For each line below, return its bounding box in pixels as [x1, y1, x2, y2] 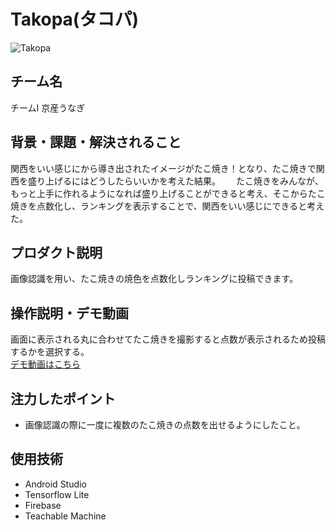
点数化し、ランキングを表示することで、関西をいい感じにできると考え [36, 200, 325, 212]
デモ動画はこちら [10, 358, 81, 370]
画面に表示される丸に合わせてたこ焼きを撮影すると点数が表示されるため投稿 [10, 333, 326, 345]
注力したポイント [10, 390, 116, 407]
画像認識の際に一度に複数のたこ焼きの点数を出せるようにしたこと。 [24, 419, 306, 430]
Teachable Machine [24, 510, 107, 522]
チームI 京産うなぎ [10, 101, 86, 114]
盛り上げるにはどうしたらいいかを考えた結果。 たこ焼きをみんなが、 [27, 175, 324, 187]
